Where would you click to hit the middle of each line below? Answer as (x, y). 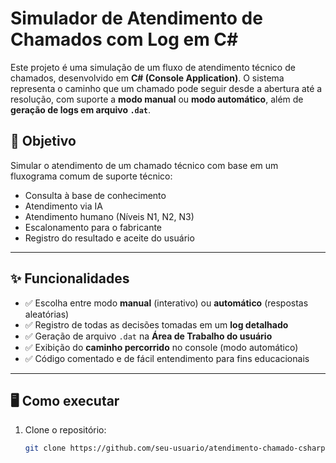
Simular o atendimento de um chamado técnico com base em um (144, 165)
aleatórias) (47, 314)
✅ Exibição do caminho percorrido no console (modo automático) (161, 347)
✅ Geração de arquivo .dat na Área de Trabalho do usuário (148, 336)
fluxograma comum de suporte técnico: (91, 176)
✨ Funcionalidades (70, 278)
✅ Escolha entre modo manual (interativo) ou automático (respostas (166, 303)
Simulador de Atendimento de (136, 18)
